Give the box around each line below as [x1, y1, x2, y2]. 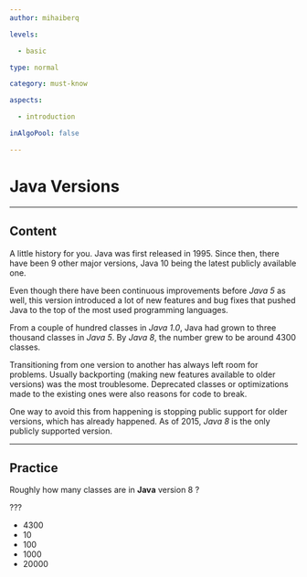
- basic [17, 47, 48, 56]
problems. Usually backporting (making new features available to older [9, 369, 276, 380]
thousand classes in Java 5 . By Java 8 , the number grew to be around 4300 [9, 331, 297, 342]
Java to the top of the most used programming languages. [9, 304, 228, 315]
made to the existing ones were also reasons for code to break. [9, 388, 248, 399]
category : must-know [9, 79, 89, 89]
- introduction [17, 112, 76, 121]
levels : [9, 29, 39, 39]
